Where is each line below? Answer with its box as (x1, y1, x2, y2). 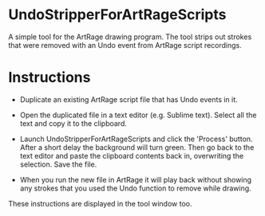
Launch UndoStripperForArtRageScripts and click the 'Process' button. (19, 134, 253, 143)
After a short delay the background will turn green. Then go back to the (19, 142, 255, 152)
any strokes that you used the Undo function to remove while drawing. (19, 183, 251, 193)
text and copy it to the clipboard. (19, 118, 128, 128)
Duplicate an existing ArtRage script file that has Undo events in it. (19, 94, 238, 104)
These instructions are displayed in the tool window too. (8, 198, 192, 208)
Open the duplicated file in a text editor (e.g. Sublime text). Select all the (19, 110, 257, 120)
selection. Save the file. (19, 159, 97, 169)
